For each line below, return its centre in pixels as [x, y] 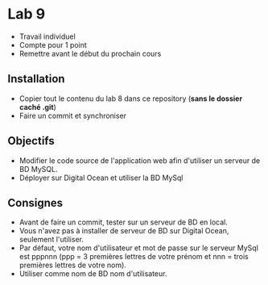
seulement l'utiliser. [51, 240]
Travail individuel [47, 36]
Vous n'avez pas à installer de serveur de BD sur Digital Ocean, [124, 231]
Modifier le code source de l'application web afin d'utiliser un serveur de [140, 160]
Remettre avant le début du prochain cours [90, 53]
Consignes [35, 203]
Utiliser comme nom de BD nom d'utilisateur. [93, 274]
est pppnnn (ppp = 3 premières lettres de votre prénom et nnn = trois [134, 257]
